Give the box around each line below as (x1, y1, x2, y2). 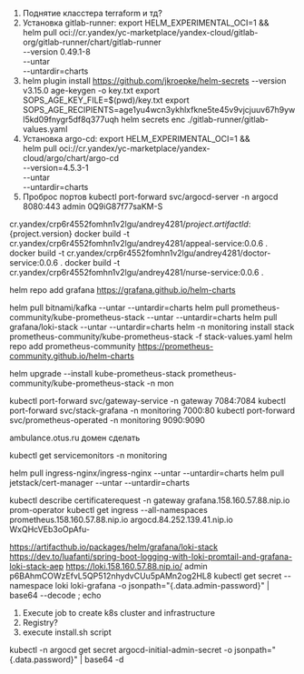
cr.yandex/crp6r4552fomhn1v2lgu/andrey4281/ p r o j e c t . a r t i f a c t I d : (9, 218, 251, 229)
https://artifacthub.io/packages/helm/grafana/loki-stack (9, 541, 219, 552)
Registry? (22, 618, 59, 628)
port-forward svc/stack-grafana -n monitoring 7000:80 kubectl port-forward (9, 405, 295, 416)
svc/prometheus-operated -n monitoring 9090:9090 (9, 415, 206, 426)
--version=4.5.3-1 (22, 163, 89, 173)
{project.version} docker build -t (9, 228, 130, 239)
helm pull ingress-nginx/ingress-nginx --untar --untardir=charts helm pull (9, 468, 284, 478)
